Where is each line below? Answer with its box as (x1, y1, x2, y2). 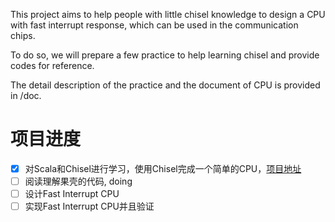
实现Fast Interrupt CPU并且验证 (24, 200, 155, 213)
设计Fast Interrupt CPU (24, 188, 120, 200)
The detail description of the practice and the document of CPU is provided (10, 79, 321, 91)
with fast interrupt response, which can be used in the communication (10, 19, 299, 31)
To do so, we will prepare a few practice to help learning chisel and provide (10, 49, 320, 61)
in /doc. (10, 90, 42, 101)
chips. (10, 30, 36, 41)
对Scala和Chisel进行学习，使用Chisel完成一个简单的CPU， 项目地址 (24, 162, 302, 174)
